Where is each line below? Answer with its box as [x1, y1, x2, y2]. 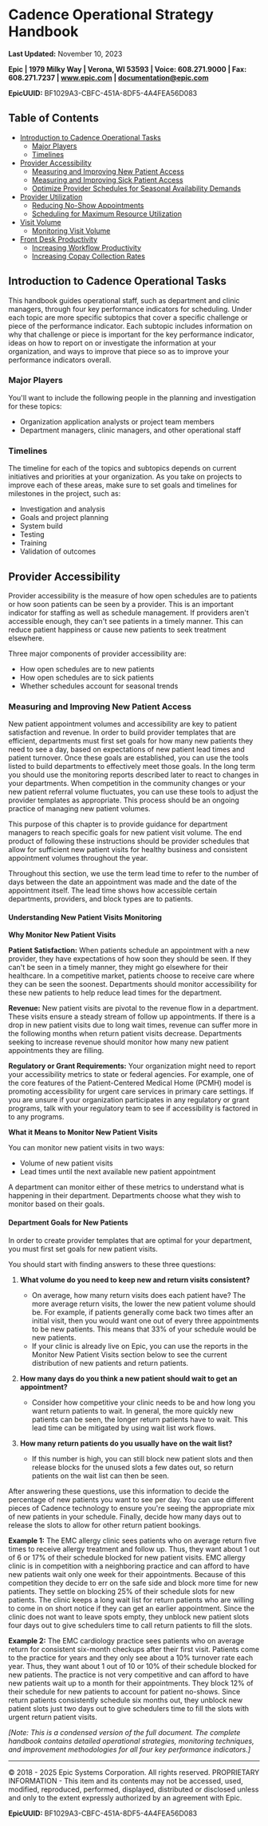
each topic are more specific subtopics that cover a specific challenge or [8, 313, 249, 322]
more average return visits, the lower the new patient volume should [31, 1299, 256, 1308]
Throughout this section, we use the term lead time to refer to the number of [8, 869, 259, 878]
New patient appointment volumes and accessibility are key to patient [8, 720, 238, 729]
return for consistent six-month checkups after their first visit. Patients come [8, 1644, 260, 1654]
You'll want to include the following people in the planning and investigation [8, 392, 257, 402]
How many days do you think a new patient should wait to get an [19, 1374, 238, 1383]
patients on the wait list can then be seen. [31, 1470, 169, 1481]
